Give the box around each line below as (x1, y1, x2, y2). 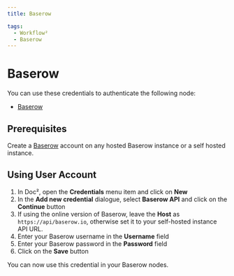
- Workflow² (13, 29, 49, 36)
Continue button (17, 202, 66, 210)
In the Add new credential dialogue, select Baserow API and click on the (17, 195, 228, 203)
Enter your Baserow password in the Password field (17, 239, 168, 248)
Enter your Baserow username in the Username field (17, 232, 170, 240)
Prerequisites (7, 123, 67, 135)
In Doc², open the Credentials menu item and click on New (17, 187, 188, 196)
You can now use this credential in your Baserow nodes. (7, 260, 169, 269)
